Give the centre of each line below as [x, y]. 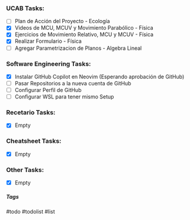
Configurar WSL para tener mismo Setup [64, 97]
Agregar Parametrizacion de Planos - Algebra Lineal [78, 48]
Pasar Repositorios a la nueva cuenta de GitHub [73, 83]
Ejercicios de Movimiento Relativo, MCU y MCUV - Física [84, 34]
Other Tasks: [25, 170]
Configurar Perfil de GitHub [48, 90]
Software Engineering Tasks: [49, 63]
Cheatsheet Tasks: [34, 141]
